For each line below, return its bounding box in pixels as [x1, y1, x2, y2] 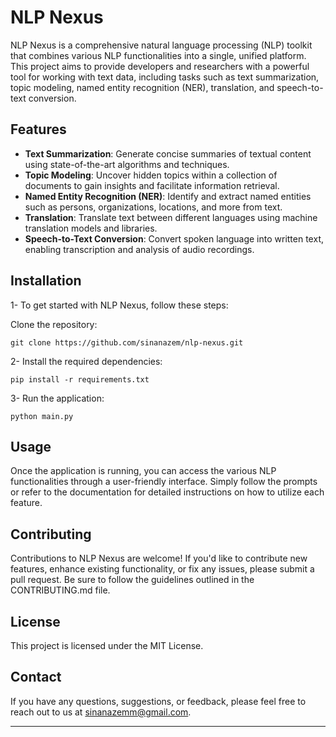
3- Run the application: [10, 392, 105, 404]
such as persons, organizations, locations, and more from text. [24, 201, 283, 213]
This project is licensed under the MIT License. [10, 640, 204, 651]
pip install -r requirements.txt [10, 374, 150, 385]
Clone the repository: [10, 318, 98, 330]
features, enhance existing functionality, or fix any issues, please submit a [10, 563, 315, 575]
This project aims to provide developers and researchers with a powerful [10, 60, 310, 72]
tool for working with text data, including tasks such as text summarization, [10, 71, 320, 83]
